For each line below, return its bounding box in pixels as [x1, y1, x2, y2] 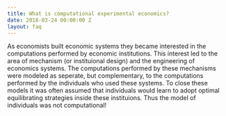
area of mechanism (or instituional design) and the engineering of [7, 57, 195, 65]
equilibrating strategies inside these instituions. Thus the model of [7, 94, 196, 102]
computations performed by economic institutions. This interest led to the [7, 49, 218, 58]
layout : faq [7, 23, 42, 30]
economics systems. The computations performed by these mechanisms [7, 64, 217, 73]
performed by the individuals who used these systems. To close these [7, 79, 209, 88]
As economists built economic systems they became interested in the [7, 42, 207, 51]
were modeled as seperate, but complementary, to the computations [7, 72, 204, 80]
